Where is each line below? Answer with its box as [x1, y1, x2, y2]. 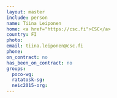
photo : [6, 37, 23, 43]
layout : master [6, 9, 45, 15]
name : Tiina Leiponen [6, 20, 62, 26]
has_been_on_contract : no [6, 60, 72, 66]
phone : [6, 49, 23, 55]
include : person [6, 15, 48, 21]
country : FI [6, 32, 37, 38]
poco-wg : [12, 71, 34, 77]
